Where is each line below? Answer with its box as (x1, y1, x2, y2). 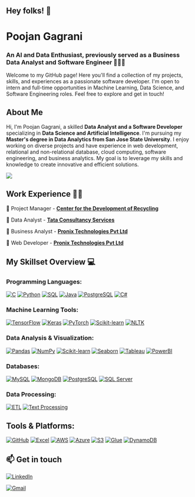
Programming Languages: (6, 277, 82, 285)
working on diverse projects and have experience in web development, (6, 142, 179, 149)
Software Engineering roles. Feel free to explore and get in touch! (6, 90, 165, 98)
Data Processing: (6, 391, 57, 398)
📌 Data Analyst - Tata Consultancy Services (6, 216, 115, 223)
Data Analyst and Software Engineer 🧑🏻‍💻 (6, 58, 125, 66)
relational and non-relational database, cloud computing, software (6, 148, 167, 155)
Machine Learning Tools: (6, 306, 79, 314)
